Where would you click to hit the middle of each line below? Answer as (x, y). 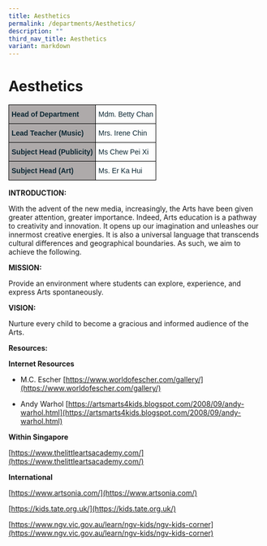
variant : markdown (39, 46)
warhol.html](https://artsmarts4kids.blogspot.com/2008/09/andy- (131, 413)
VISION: (22, 308)
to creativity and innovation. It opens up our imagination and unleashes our (133, 226)
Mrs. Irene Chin (123, 133)
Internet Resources (41, 364)
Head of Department (45, 114)
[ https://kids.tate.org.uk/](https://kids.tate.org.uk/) (93, 509)
